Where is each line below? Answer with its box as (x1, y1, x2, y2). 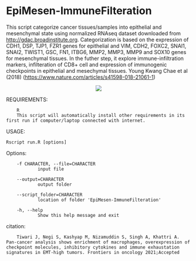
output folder (37, 181, 72, 188)
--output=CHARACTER (16, 176, 65, 182)
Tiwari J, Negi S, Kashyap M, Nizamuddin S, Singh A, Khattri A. (16, 234, 180, 240)
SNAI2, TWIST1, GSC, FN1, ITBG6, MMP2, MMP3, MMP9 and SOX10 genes (6, 48, 187, 55)
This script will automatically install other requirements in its (16, 112, 185, 118)
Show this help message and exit (37, 212, 119, 218)
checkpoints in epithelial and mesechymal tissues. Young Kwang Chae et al (6, 67, 188, 74)
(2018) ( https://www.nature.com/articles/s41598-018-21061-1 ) (6, 73, 156, 81)
